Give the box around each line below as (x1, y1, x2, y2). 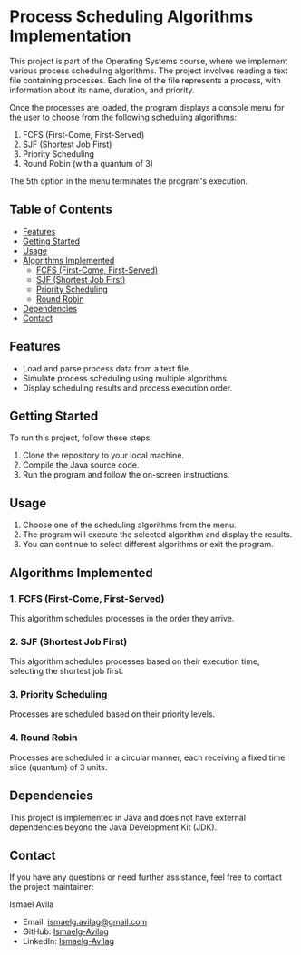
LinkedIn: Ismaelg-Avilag (22, 936, 115, 947)
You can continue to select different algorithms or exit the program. (22, 539, 274, 550)
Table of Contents (9, 202, 113, 217)
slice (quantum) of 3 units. (9, 761, 108, 772)
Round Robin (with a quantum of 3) (22, 158, 154, 169)
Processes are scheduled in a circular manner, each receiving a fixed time (9, 752, 286, 763)
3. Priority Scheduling (9, 689, 108, 701)
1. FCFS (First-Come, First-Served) (9, 592, 165, 604)
